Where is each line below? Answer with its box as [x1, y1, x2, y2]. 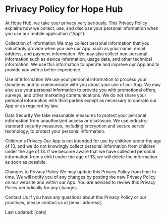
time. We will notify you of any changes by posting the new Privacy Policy [5, 174, 156, 180]
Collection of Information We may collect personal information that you [5, 40, 150, 46]
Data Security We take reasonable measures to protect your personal [5, 112, 146, 118]
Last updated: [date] [5, 209, 47, 215]
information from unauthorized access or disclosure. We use [5, 117, 129, 123]
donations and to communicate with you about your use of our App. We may [5, 81, 161, 88]
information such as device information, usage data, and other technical [5, 56, 152, 62]
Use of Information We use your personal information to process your [5, 76, 147, 82]
